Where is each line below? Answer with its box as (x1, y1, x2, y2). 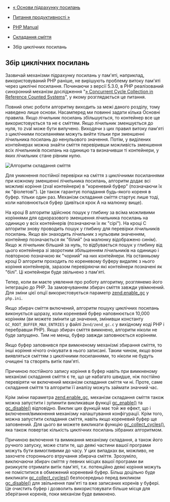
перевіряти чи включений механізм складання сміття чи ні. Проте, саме (5, 379, 163, 385)
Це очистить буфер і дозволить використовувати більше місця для (5, 485, 151, 491)
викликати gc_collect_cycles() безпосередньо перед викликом (5, 474, 141, 481)
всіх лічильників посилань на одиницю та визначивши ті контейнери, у (5, 147, 159, 153)
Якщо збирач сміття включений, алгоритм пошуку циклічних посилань (5, 305, 159, 311)
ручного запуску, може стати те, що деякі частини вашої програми (5, 442, 151, 448)
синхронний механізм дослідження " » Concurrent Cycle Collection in (5, 88, 154, 94)
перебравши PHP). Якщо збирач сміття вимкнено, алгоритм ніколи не (5, 327, 157, 333)
